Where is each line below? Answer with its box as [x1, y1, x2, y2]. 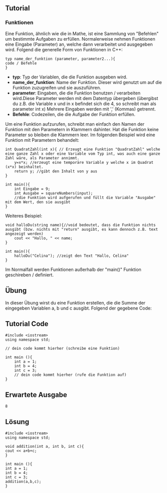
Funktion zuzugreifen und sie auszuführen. [12, 84, 101, 90]
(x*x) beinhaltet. [5, 164, 44, 169]
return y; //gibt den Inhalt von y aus [14, 168, 98, 174]
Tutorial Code [5, 319, 49, 328]
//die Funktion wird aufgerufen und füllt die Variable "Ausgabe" [14, 195, 156, 200]
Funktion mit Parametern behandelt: [5, 137, 79, 143]
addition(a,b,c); [5, 479, 42, 484]
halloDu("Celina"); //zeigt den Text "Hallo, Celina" [14, 253, 129, 258]
